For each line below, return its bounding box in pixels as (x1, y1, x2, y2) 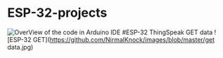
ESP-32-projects (7, 5, 108, 21)
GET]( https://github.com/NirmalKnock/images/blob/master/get (32, 35, 215, 43)
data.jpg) (7, 43, 34, 51)
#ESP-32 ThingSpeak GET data (122, 28, 213, 36)
